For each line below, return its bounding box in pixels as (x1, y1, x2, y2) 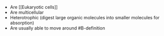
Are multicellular (10, 9, 44, 15)
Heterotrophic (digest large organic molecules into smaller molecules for (10, 15, 159, 20)
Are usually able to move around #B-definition (10, 25, 105, 31)
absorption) (10, 20, 34, 26)
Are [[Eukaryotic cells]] (10, 4, 58, 10)
